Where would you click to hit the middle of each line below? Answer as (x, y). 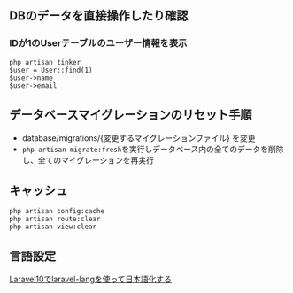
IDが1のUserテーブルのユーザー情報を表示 (98, 43)
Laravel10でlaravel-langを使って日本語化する (91, 279)
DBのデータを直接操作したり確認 (99, 16)
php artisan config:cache (57, 212)
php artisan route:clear (55, 220)
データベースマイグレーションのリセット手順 (131, 115)
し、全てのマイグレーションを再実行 (88, 160)
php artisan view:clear (53, 227)
